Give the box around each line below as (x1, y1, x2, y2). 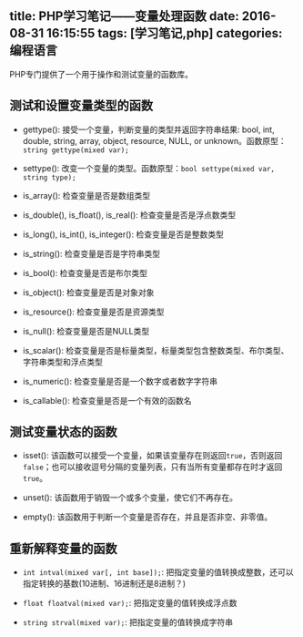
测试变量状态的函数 (9, 425, 117, 440)
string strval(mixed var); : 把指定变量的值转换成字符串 (22, 617, 234, 628)
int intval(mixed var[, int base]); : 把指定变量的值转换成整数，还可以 (22, 567, 294, 578)
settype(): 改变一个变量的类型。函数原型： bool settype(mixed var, (22, 162, 276, 173)
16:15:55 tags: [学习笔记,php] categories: (46, 26, 283, 41)
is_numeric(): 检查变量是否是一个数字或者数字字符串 (22, 375, 218, 386)
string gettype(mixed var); (22, 145, 129, 155)
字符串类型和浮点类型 (22, 356, 103, 367)
